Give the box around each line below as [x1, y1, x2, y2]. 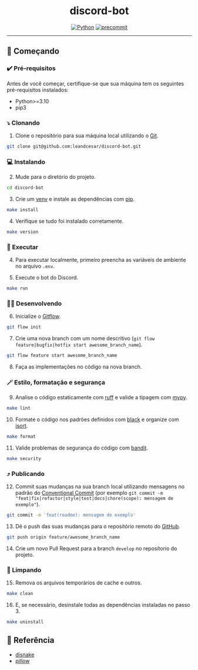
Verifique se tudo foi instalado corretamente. [15, 217, 124, 225]
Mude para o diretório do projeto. [15, 173, 96, 180]
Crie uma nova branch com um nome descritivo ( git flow [15, 335, 155, 342]
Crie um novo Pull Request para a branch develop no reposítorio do [15, 544, 177, 552]
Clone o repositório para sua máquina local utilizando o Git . [15, 132, 159, 139]
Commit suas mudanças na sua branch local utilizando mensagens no [15, 483, 184, 490]
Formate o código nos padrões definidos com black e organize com [15, 416, 179, 423]
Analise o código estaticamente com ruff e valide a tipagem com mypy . [15, 394, 187, 401]
